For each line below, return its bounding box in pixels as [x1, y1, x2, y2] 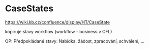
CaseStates [5, 3, 54, 14]
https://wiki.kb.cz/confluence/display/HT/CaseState [5, 19, 110, 25]
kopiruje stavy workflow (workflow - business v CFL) [5, 28, 112, 34]
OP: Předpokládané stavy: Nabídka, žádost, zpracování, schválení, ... [5, 38, 145, 44]
